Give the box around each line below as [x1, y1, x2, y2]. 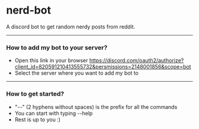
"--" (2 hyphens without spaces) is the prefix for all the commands [14, 103, 178, 110]
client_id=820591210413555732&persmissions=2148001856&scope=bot [14, 63, 191, 70]
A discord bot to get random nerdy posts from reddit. [6, 23, 136, 30]
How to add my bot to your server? [6, 43, 108, 51]
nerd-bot [6, 4, 52, 17]
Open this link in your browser [14, 57, 88, 64]
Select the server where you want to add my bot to [14, 69, 139, 77]
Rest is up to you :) [14, 116, 61, 123]
